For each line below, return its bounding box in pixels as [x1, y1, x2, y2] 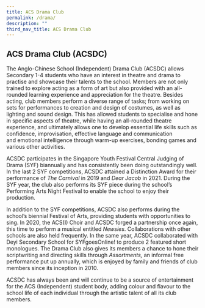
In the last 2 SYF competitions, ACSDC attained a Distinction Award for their [6, 168, 196, 175]
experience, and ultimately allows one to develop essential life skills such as [6, 124, 197, 131]
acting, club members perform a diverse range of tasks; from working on [6, 97, 190, 105]
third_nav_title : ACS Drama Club [6, 26, 92, 32]
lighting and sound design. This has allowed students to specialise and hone [6, 111, 198, 118]
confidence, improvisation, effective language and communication [6, 130, 173, 138]
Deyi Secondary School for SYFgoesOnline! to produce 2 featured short [6, 238, 187, 246]
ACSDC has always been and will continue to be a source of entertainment [6, 276, 194, 284]
